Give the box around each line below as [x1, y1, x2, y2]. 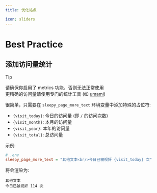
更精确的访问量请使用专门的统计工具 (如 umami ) [5, 91, 106, 97]
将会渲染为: [5, 167, 30, 173]
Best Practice [5, 39, 63, 50]
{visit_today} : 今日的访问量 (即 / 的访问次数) [12, 113, 109, 119]
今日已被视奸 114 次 [5, 184, 44, 189]
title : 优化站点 [5, 7, 37, 13]
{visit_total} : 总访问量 [12, 131, 63, 137]
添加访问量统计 [5, 60, 53, 69]
